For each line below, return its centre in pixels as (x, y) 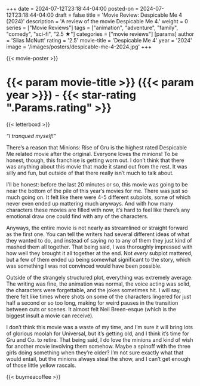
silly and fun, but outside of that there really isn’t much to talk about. (90, 173)
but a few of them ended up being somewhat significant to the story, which (99, 259)
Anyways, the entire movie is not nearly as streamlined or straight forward (97, 228)
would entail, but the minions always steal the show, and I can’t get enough (99, 359)
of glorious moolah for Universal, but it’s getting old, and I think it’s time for (98, 333)
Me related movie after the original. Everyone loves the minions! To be (92, 154)
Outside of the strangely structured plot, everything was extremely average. (99, 277)
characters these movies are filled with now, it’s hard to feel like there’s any (98, 210)
